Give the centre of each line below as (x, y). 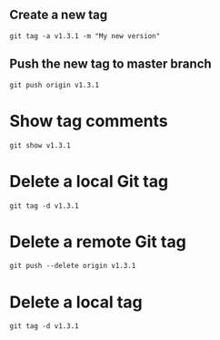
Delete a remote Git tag (98, 242)
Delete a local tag (76, 302)
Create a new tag (58, 15)
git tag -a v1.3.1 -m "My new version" (85, 36)
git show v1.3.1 (40, 145)
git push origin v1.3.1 (55, 85)
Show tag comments (89, 121)
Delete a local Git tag (89, 181)
